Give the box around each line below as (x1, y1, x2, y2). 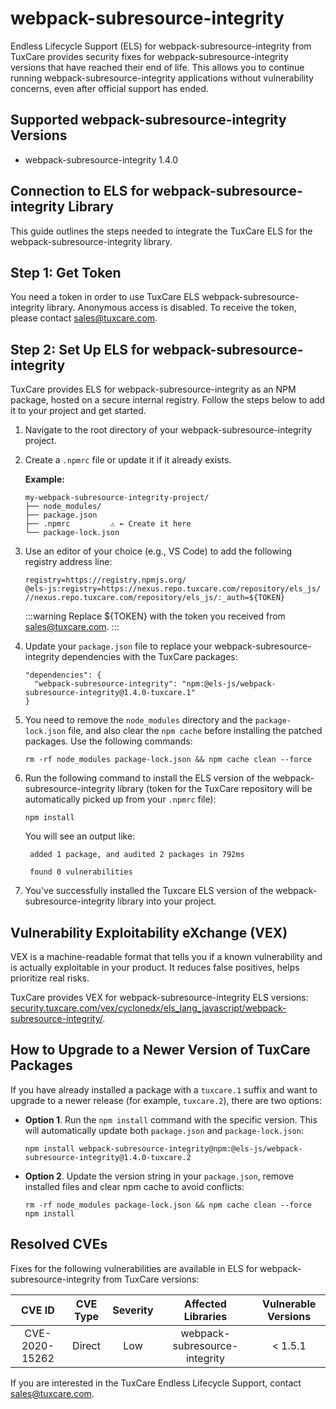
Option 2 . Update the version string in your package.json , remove (24, 1170, 294, 1182)
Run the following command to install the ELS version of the (24, 772, 271, 784)
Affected (184, 1297, 227, 1311)
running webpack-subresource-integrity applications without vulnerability (10, 72, 314, 84)
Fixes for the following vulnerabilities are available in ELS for (10, 1262, 258, 1274)
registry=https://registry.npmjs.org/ (24, 575, 187, 586)
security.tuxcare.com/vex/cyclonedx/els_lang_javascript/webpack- (10, 1002, 287, 1014)
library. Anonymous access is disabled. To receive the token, (46, 302, 297, 314)
